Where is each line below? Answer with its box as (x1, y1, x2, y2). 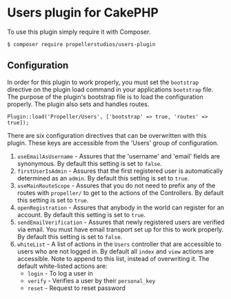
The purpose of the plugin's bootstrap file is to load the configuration (7, 92, 203, 101)
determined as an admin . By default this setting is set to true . (17, 174, 190, 182)
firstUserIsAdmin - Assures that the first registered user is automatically (17, 167, 223, 175)
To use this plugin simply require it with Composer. (7, 28, 151, 36)
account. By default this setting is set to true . (17, 210, 146, 218)
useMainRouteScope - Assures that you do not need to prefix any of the (17, 181, 216, 189)
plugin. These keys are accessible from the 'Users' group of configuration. (7, 138, 219, 147)
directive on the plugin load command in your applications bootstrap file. (7, 85, 214, 94)
